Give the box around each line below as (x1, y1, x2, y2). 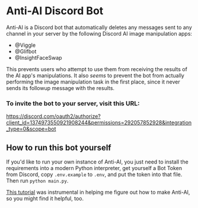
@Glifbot (14, 47, 37, 55)
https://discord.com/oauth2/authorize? (6, 113, 101, 120)
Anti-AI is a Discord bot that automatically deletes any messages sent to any (6, 24, 193, 31)
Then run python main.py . (6, 177, 69, 184)
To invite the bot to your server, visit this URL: (6, 99, 140, 107)
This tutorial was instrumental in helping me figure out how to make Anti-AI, (6, 188, 190, 196)
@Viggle (14, 41, 36, 49)
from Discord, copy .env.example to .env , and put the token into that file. (6, 171, 183, 178)
